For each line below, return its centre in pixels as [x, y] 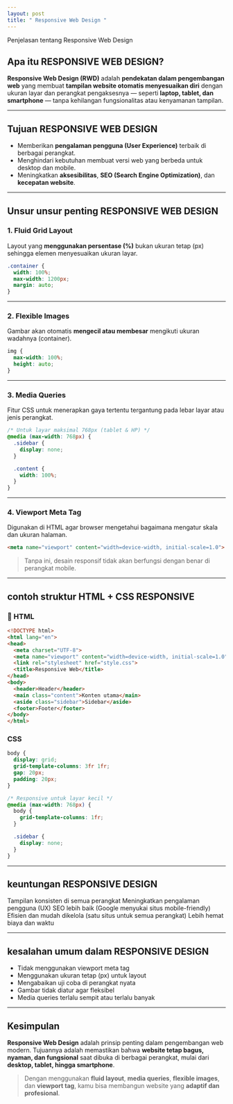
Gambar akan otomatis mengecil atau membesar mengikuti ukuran [103, 331]
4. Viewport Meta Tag [44, 513]
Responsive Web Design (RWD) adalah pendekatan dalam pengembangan [116, 79]
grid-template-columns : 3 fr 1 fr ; [62, 766]
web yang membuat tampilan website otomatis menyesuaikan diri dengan [115, 86]
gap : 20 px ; [29, 773]
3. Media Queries [36, 395]
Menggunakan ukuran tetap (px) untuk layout [82, 975]
